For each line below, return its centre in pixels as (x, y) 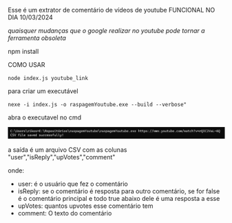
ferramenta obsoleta (37, 38)
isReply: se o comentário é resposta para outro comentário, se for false (119, 191)
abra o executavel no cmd (45, 117)
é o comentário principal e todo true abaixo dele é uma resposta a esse (119, 199)
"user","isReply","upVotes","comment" (62, 157)
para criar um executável (43, 91)
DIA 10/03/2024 (31, 17)
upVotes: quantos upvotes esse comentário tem (85, 206)
